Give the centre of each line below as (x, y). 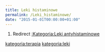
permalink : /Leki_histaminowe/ (38, 15)
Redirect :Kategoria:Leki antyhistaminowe (56, 34)
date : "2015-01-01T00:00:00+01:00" (43, 19)
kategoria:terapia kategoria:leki (38, 44)
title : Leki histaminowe (31, 10)
